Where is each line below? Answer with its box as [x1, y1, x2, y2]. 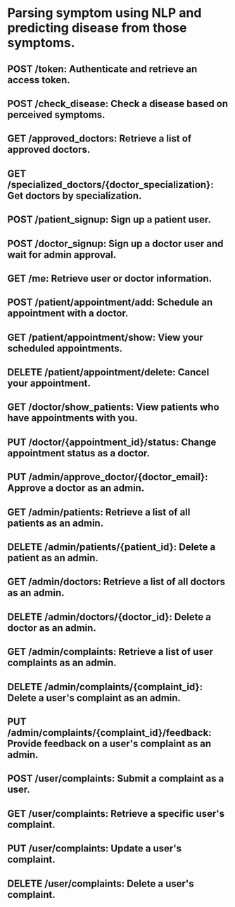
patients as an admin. [7, 517, 104, 529]
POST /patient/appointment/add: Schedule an [7, 296, 213, 308]
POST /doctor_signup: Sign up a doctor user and [7, 237, 224, 249]
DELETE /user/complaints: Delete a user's [7, 877, 195, 889]
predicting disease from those [7, 20, 187, 36]
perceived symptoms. [7, 108, 106, 120]
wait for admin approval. [7, 249, 117, 261]
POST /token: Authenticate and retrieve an [7, 63, 198, 75]
